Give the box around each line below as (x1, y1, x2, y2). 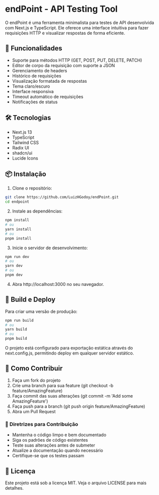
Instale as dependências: (12, 208, 62, 214)
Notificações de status (12, 99, 58, 105)
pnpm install (5, 236, 32, 241)
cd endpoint (5, 199, 29, 204)
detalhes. (5, 485, 24, 491)
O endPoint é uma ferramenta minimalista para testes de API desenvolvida (5, 20, 155, 25)
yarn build (5, 327, 27, 332)
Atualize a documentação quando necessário (12, 448, 103, 453)
